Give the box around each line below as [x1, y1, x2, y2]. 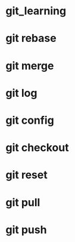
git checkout [5, 141, 69, 155]
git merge [5, 59, 54, 72]
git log [5, 86, 37, 100]
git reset [5, 169, 48, 182]
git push [5, 223, 47, 237]
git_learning [5, 4, 67, 18]
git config [5, 114, 54, 127]
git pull [5, 195, 40, 209]
